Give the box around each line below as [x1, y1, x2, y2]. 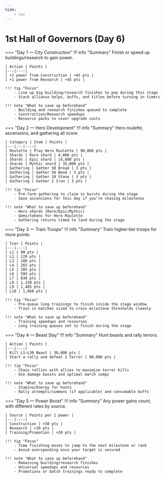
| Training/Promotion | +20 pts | [5, 430, 77, 435]
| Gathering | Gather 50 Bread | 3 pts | [5, 166, 92, 171]
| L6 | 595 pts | [5, 272, 41, 277]
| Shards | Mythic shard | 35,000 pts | [5, 161, 90, 166]
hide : [5, 7, 16, 12]
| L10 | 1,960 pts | [5, 289, 48, 294]
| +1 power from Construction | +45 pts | [5, 73, 94, 78]
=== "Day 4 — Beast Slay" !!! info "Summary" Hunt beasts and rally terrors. [5, 332, 159, 338]
